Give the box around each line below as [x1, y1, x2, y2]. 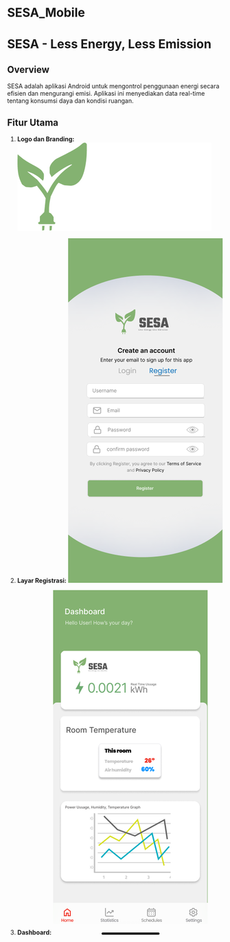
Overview [7, 63, 50, 75]
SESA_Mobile [7, 5, 86, 21]
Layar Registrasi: [16, 577, 67, 584]
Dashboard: [16, 928, 52, 936]
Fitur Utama [7, 116, 59, 128]
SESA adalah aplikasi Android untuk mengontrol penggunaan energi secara [7, 82, 220, 90]
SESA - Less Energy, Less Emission [7, 37, 211, 52]
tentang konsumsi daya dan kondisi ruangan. [7, 96, 134, 105]
